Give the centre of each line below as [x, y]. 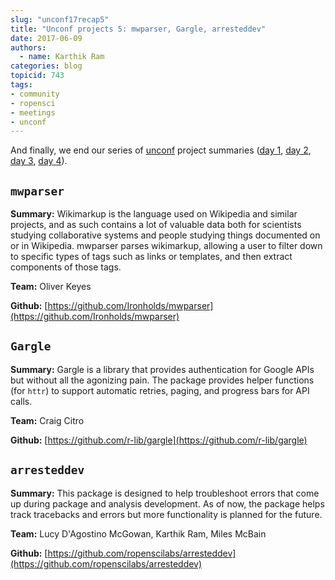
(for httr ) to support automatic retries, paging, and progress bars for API [160, 390]
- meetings [33, 112]
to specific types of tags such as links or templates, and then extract [151, 257]
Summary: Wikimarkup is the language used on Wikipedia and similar [154, 214]
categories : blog [46, 66]
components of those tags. [66, 267]
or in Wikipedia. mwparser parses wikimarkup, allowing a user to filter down [166, 246]
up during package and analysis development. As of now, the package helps [167, 503]
